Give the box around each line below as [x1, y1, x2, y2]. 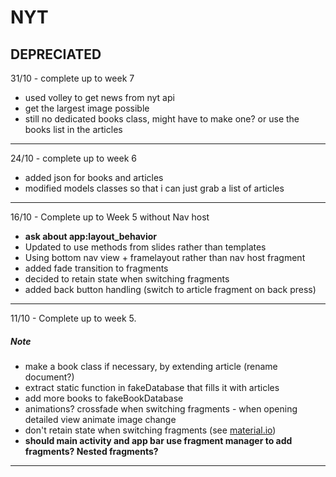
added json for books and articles [24, 172, 164, 183]
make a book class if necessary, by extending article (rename [24, 360, 278, 372]
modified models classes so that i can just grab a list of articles [24, 182, 285, 194]
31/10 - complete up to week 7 [10, 72, 135, 84]
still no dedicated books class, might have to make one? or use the [24, 113, 300, 125]
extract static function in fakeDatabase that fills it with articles [24, 381, 280, 393]
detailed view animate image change [24, 413, 177, 425]
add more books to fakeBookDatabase [24, 392, 184, 404]
